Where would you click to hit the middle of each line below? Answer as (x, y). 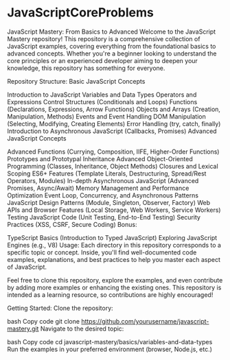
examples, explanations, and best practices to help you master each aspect (114, 259)
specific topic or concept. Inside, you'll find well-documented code (102, 252)
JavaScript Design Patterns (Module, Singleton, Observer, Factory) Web (109, 202)
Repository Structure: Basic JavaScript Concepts (76, 81)
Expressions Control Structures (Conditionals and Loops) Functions (102, 101)
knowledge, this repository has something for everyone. (86, 68)
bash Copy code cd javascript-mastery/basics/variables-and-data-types (110, 341)
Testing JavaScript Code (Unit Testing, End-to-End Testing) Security (104, 217)
